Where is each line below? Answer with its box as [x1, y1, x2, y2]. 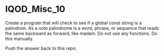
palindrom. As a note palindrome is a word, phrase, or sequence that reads [5, 25, 159, 31]
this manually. [5, 36, 34, 42]
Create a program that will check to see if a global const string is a [5, 20, 142, 26]
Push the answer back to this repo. [5, 45, 77, 51]
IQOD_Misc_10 [5, 3, 65, 15]
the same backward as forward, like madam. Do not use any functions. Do [5, 30, 157, 36]
